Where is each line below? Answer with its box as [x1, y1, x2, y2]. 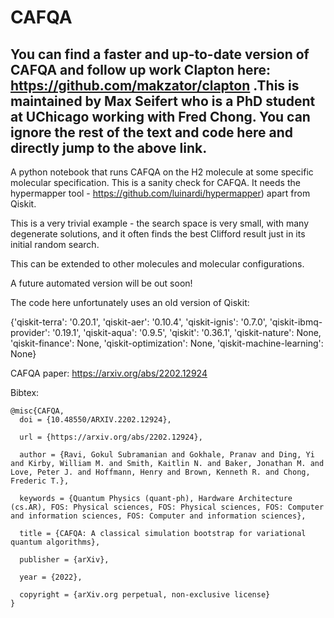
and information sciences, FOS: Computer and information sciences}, [10, 511, 307, 521]
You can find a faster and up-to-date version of [10, 46, 310, 63]
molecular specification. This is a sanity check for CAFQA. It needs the [10, 177, 301, 188]
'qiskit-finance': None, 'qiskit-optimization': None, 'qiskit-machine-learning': [10, 337, 324, 349]
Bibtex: [10, 387, 40, 398]
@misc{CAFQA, [10, 406, 65, 416]
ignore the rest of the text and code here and [10, 124, 293, 141]
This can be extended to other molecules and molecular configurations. [10, 258, 305, 270]
